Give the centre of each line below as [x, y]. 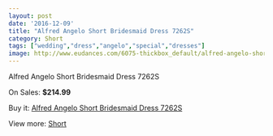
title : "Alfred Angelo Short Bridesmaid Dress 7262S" [102, 31]
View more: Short [37, 123]
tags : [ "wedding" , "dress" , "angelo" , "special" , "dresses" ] [107, 46]
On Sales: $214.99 [40, 92]
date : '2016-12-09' [41, 23]
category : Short [36, 38]
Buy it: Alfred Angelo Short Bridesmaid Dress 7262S [95, 108]
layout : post [30, 16]
